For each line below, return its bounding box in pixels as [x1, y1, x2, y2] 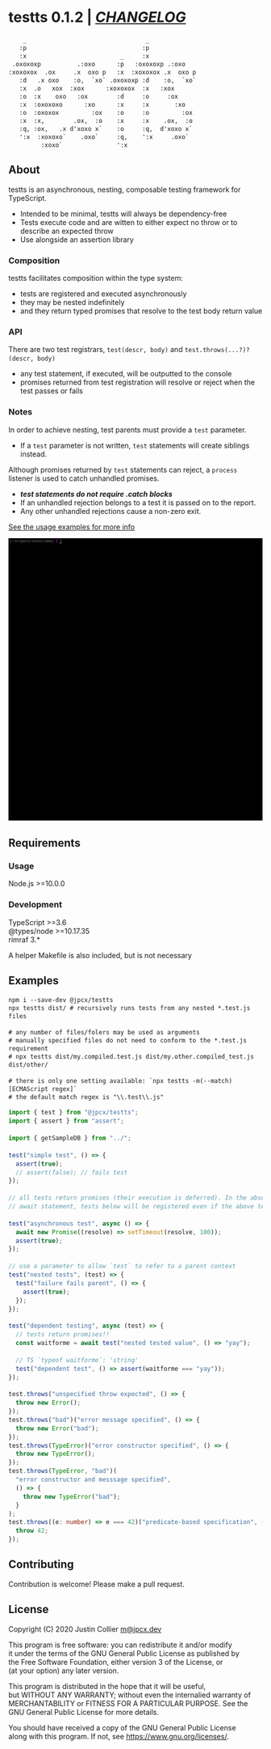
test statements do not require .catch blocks [19, 489, 173, 499]
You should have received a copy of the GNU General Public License [8, 1722, 236, 1732]
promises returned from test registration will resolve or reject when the [19, 377, 256, 388]
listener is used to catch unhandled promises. [8, 473, 160, 483]
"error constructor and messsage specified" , [15, 1475, 172, 1484]
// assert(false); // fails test [15, 1168, 128, 1177]
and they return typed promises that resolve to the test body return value [19, 306, 263, 316]
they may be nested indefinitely [19, 298, 125, 308]
